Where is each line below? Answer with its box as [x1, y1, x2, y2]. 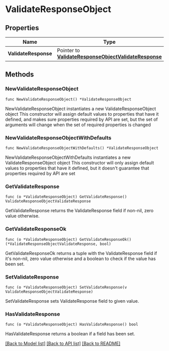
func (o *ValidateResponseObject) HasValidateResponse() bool [5, 322, 138, 327]
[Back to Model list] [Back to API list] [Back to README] [5, 340, 121, 346]
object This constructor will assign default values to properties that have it [5, 111, 159, 117]
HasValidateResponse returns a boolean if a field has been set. [5, 331, 135, 337]
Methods [5, 70, 34, 79]
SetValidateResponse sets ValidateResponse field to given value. [5, 298, 139, 304]
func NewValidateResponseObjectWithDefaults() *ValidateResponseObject [5, 145, 158, 150]
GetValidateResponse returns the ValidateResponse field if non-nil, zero [5, 208, 154, 214]
